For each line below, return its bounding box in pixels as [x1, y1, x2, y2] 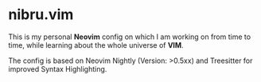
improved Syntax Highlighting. [8, 64, 107, 73]
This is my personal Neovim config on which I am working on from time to [8, 32, 251, 41]
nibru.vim [8, 6, 74, 24]
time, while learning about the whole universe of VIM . [8, 40, 185, 49]
